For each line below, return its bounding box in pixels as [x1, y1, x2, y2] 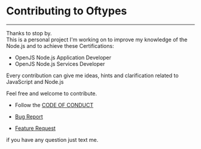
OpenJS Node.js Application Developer [14, 54, 112, 61]
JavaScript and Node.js [6, 78, 64, 85]
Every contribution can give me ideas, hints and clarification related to [6, 72, 179, 79]
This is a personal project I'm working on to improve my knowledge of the [6, 36, 188, 43]
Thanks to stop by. [6, 29, 52, 37]
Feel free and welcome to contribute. [6, 90, 98, 97]
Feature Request [14, 124, 56, 132]
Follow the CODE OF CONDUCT [14, 101, 94, 108]
